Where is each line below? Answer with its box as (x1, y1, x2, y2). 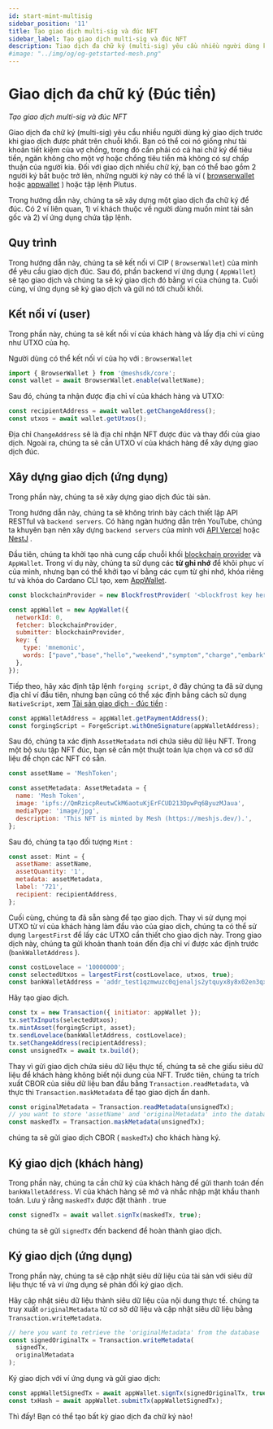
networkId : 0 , (15, 613, 63, 621)
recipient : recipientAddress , (15, 890, 118, 898)
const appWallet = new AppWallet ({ (8, 606, 129, 614)
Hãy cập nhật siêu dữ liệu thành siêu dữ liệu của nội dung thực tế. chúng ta (8, 1295, 260, 1305)
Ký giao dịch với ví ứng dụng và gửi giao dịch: (8, 1374, 161, 1383)
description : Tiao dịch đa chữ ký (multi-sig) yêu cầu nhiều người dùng (8, 42, 260, 50)
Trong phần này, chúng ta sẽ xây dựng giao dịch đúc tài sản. (8, 492, 211, 502)
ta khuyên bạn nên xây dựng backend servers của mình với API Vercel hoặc (8, 524, 260, 534)
